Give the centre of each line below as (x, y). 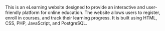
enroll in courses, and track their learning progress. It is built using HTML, (81, 18)
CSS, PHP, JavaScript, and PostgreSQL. (46, 23)
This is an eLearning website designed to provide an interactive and (75, 7)
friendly (13, 12)
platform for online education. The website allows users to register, (91, 12)
